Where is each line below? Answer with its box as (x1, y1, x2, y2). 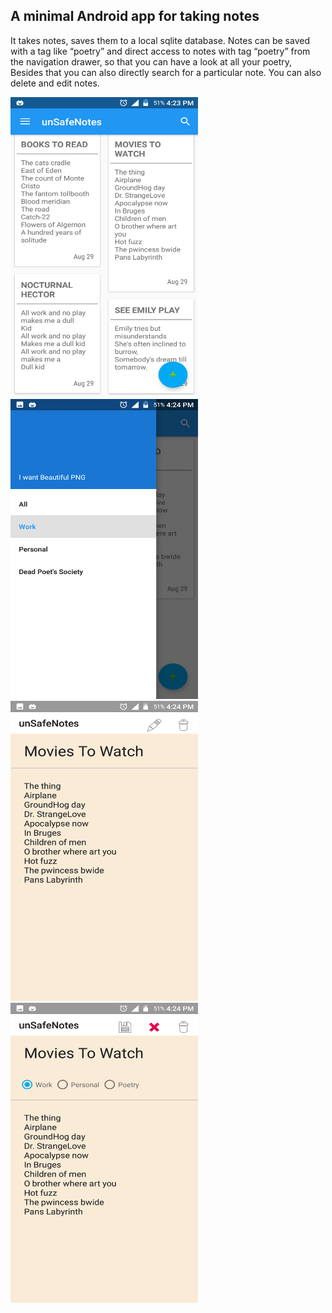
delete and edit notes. (10, 77, 100, 89)
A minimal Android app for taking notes (10, 8, 260, 25)
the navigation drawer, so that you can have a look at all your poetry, (10, 55, 293, 68)
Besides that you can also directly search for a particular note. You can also (10, 66, 322, 78)
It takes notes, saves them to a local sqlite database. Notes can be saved (10, 34, 310, 46)
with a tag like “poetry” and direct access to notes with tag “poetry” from (10, 45, 311, 57)
